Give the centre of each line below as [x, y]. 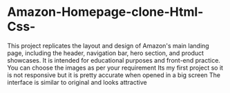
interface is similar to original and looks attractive [77, 82]
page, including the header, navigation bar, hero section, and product [106, 53]
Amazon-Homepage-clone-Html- [105, 12]
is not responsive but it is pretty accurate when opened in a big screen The [114, 75]
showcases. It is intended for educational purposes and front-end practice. [114, 60]
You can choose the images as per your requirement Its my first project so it [115, 68]
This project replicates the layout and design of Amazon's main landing [108, 45]
